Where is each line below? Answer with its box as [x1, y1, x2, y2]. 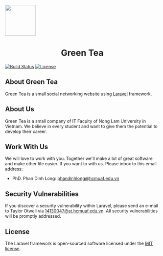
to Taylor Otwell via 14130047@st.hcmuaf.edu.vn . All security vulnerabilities [5, 208, 158, 214]
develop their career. [5, 128, 47, 134]
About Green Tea [5, 78, 58, 86]
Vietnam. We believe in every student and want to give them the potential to [5, 123, 158, 129]
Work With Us [5, 142, 48, 151]
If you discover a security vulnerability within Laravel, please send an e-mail [5, 203, 158, 209]
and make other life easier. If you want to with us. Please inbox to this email [5, 161, 157, 167]
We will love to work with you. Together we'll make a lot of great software [5, 155, 153, 161]
